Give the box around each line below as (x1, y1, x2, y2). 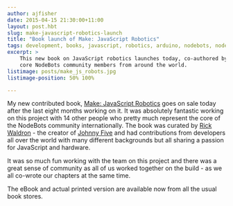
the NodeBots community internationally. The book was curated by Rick (7, 122, 212, 130)
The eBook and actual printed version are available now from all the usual (7, 185, 217, 194)
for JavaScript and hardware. (7, 143, 91, 152)
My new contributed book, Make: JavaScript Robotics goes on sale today (7, 100, 216, 108)
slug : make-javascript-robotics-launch (7, 29, 123, 37)
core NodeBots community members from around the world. (19, 62, 188, 68)
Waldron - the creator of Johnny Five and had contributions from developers (7, 129, 226, 137)
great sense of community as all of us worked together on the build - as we (7, 164, 223, 173)
